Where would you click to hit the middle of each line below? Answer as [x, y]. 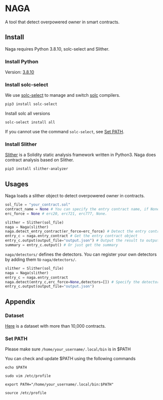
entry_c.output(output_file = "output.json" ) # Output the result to [75, 241]
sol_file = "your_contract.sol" [38, 205]
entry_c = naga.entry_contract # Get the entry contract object [71, 236]
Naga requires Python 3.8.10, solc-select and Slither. [57, 49]
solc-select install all [30, 122]
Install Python [22, 61]
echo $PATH [16, 367]
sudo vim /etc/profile [28, 376]
